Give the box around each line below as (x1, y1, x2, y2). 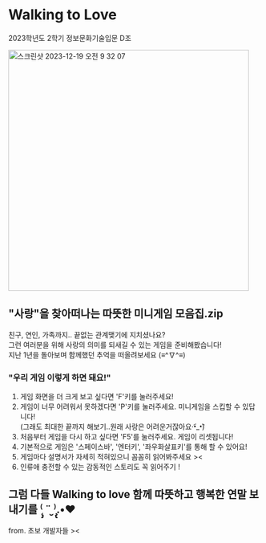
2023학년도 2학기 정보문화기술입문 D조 (8, 33, 132, 43)
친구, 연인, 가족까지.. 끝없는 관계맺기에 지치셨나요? (8, 329, 166, 339)
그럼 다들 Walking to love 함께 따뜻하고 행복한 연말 (8, 488, 247, 501)
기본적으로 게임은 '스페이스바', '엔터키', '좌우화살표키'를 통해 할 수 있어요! (19, 442, 248, 451)
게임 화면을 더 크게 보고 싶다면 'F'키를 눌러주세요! (19, 392, 174, 402)
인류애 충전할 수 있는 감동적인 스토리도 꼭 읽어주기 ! (19, 462, 180, 472)
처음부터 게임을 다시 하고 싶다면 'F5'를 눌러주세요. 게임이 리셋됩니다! (19, 432, 234, 442)
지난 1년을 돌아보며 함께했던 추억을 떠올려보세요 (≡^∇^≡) (8, 349, 186, 359)
